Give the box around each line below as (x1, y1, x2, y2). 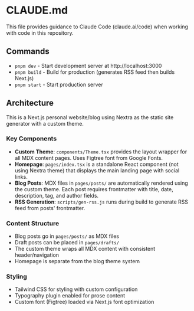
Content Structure (6, 219, 60, 227)
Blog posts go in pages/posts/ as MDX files (14, 233, 120, 240)
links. (14, 173, 28, 180)
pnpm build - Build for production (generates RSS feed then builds (14, 68, 175, 76)
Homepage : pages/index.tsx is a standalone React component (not (14, 161, 179, 168)
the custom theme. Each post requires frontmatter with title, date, (14, 185, 173, 192)
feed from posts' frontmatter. (14, 204, 86, 211)
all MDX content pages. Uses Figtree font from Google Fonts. (14, 154, 163, 161)
